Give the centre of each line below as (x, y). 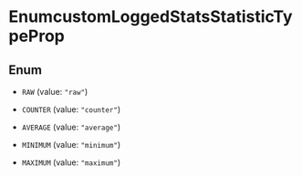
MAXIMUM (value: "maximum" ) (71, 162)
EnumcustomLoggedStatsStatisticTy (151, 17)
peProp (37, 36)
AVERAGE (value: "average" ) (71, 127)
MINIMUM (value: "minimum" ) (71, 145)
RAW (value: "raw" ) (55, 92)
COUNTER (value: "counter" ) (71, 109)
